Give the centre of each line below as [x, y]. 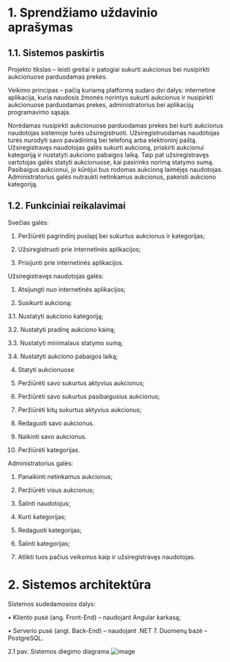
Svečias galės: [28, 222]
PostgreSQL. [26, 638]
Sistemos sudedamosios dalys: [52, 604]
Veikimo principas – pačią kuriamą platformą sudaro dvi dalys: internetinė [112, 90]
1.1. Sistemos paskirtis [56, 53]
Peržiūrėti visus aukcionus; [56, 490]
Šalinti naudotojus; [44, 503]
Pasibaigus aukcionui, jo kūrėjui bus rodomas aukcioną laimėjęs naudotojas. [115, 169]
